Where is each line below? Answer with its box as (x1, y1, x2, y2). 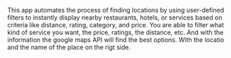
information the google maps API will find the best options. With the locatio (7, 36, 225, 44)
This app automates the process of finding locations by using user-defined (7, 6, 224, 14)
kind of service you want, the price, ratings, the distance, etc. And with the (7, 28, 224, 36)
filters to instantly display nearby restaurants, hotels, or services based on (7, 13, 223, 22)
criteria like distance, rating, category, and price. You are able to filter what (7, 21, 224, 29)
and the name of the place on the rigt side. (7, 43, 131, 51)
